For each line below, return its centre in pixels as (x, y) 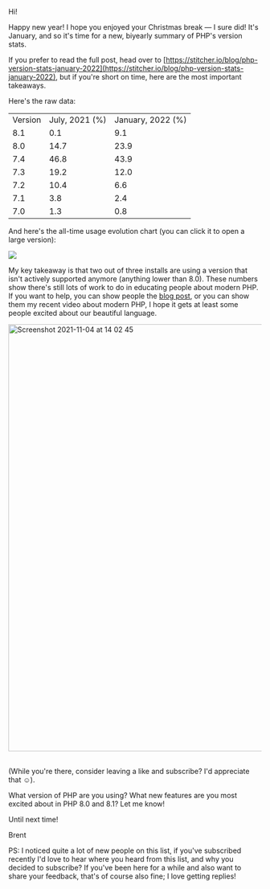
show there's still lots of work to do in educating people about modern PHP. (133, 287)
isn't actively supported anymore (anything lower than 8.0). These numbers (133, 279)
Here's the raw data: (42, 101)
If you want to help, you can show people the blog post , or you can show (129, 296)
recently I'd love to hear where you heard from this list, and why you (121, 859)
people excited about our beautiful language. (83, 313)
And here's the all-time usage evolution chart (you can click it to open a (127, 231)
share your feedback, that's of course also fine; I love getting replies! (123, 876)
